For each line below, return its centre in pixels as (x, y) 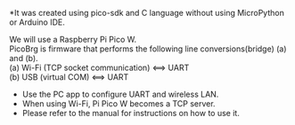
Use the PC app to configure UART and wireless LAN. (120, 94)
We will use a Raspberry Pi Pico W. (73, 39)
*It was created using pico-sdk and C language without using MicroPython (147, 13)
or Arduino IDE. (37, 22)
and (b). (24, 58)
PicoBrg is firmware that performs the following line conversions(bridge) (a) (148, 49)
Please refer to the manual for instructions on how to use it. (131, 113)
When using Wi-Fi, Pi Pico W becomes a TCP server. (119, 104)
